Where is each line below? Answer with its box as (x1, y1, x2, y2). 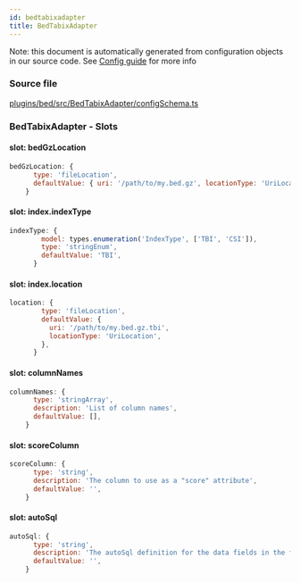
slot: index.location (9, 279, 83, 289)
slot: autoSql (9, 512, 58, 523)
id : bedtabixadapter (9, 12, 87, 22)
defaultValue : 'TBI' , (41, 251, 122, 260)
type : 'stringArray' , (32, 395, 114, 404)
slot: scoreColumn (9, 439, 79, 451)
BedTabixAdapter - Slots (9, 120, 119, 132)
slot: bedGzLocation (9, 142, 87, 153)
